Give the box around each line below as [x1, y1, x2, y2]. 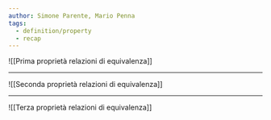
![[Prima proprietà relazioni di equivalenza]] [8, 56, 153, 66]
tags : [8, 19, 27, 27]
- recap [15, 34, 42, 43]
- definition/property [15, 27, 92, 35]
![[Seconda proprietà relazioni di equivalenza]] [8, 80, 163, 89]
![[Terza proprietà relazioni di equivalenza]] [8, 102, 152, 113]
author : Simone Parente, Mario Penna [8, 11, 135, 20]
